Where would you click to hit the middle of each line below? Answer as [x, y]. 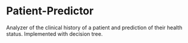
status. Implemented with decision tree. [54, 33]
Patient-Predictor [50, 11]
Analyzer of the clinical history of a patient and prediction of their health [94, 27]
